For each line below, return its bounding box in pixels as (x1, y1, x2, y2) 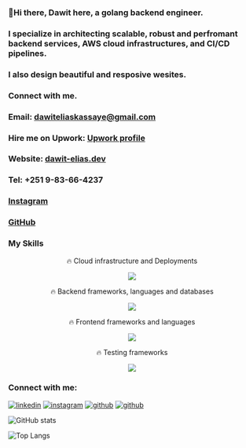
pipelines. (8, 47, 47, 58)
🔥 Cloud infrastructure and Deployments (66, 256, 198, 265)
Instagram (8, 196, 49, 207)
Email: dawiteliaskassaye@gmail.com (8, 111, 156, 122)
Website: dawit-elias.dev (8, 154, 106, 165)
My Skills (8, 238, 44, 249)
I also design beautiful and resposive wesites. (8, 68, 187, 80)
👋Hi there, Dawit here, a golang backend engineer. (8, 7, 204, 18)
